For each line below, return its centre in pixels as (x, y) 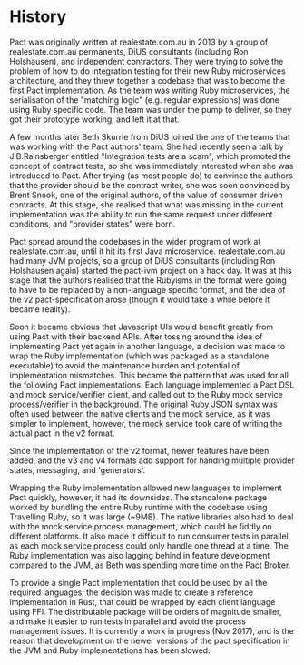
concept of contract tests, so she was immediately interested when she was (152, 166)
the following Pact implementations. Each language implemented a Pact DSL (152, 385)
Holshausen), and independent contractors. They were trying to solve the (147, 61)
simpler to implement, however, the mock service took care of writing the (146, 423)
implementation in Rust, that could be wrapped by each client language (142, 601)
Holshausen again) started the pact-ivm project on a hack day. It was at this (151, 270)
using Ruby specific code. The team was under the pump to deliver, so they (151, 109)
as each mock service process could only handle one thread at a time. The (149, 545)
